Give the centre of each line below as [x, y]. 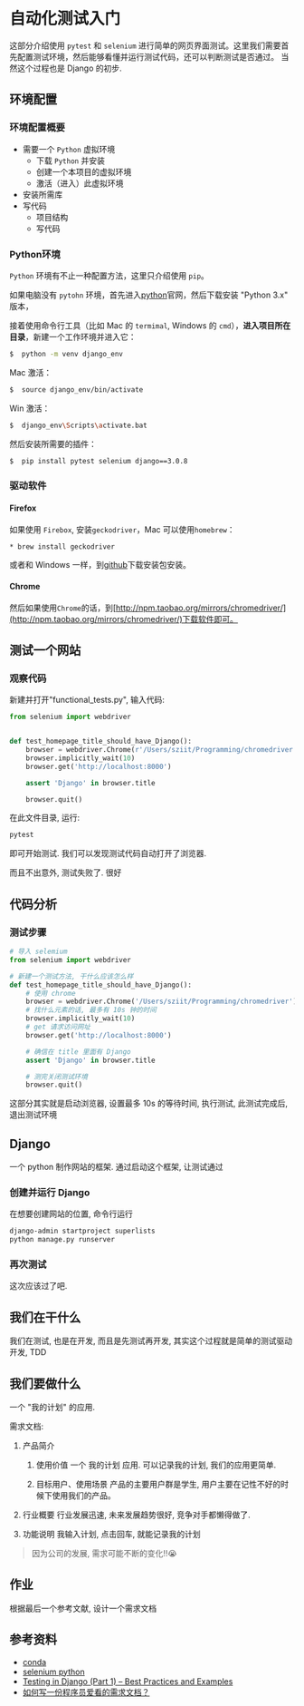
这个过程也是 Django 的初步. [69, 68]
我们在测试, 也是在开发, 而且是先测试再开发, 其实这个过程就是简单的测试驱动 [151, 1341]
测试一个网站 [45, 651]
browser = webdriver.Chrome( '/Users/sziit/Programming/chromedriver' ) [161, 1002]
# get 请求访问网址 [58, 1027]
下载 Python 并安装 [71, 161]
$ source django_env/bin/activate [76, 390]
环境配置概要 [38, 128]
